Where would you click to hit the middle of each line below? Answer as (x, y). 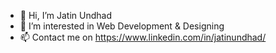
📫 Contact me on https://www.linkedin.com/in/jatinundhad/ (143, 37)
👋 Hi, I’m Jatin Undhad (66, 15)
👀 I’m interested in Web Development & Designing (122, 26)
